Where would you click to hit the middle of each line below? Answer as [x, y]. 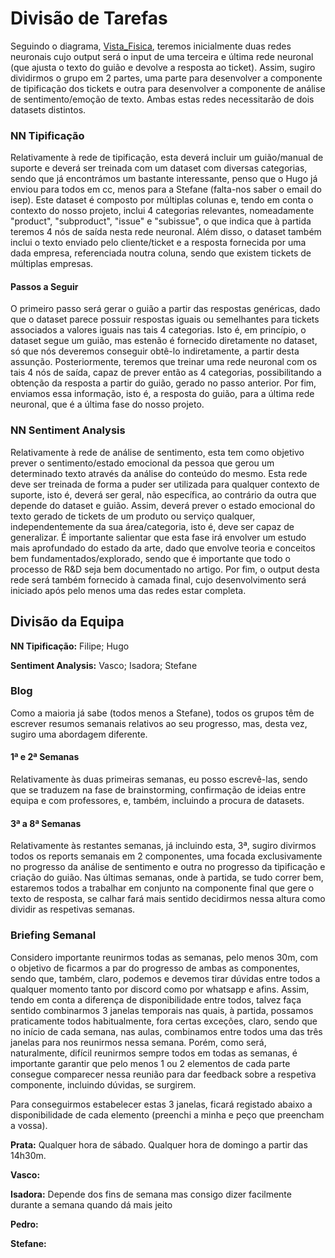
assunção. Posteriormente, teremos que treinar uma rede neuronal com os [164, 362]
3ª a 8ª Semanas [46, 823]
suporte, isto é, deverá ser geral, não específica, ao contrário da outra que [163, 494]
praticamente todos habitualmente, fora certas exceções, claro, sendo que [164, 1021]
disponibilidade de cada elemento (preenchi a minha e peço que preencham [167, 1114]
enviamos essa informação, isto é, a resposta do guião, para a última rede [162, 394]
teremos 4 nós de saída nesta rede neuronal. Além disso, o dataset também [166, 232]
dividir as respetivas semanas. [73, 909]
